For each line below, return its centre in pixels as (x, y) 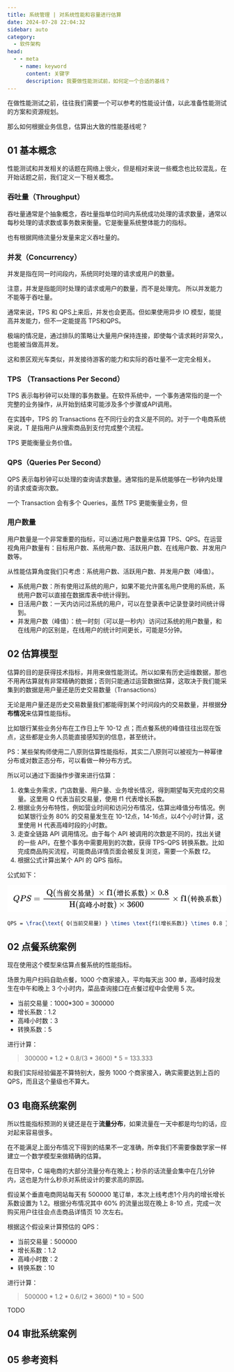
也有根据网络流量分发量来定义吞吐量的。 (65, 237)
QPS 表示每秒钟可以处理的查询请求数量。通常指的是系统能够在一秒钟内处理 (115, 479)
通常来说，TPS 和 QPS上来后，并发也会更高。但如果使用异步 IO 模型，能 (111, 312)
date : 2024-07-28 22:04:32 (46, 22)
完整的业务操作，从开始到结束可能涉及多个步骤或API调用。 (92, 404)
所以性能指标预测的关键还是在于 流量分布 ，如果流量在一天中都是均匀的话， (114, 1124)
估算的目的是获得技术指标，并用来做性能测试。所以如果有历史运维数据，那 (114, 672)
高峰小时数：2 (38, 1259)
